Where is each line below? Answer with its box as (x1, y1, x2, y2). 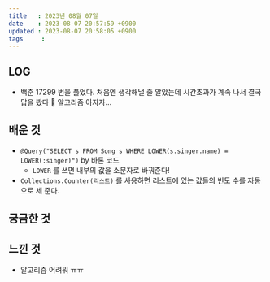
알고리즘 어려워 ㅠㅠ (20, 265, 84, 275)
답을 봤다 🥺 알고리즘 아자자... (20, 98, 112, 107)
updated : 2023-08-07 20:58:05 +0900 (8, 27, 137, 35)
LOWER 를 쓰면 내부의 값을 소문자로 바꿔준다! (32, 165, 171, 175)
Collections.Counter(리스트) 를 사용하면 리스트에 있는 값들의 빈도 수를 (20, 176, 246, 185)
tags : (8, 34, 46, 43)
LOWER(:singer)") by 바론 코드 (20, 155, 120, 165)
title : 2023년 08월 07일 (8, 11, 99, 20)
